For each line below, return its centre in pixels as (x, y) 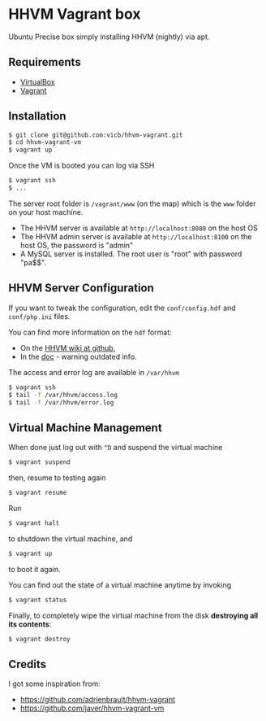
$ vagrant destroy (39, 639)
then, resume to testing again (58, 478)
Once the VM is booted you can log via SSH (82, 166)
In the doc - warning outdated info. (78, 356)
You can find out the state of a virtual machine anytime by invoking (120, 585)
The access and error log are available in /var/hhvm (94, 372)
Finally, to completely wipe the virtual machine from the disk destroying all (133, 615)
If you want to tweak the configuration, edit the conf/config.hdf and (122, 308)
